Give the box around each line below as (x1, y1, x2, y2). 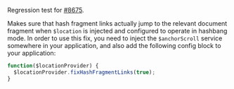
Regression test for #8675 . (7, 6, 84, 14)
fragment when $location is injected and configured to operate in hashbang (7, 27, 228, 35)
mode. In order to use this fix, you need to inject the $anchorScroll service (7, 34, 223, 42)
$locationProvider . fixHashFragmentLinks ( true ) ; (13, 69, 156, 76)
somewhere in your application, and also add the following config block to (7, 42, 221, 49)
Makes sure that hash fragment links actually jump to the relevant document (7, 19, 228, 27)
